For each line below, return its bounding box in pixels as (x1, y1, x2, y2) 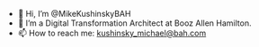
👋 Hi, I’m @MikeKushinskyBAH (17, 9, 131, 19)
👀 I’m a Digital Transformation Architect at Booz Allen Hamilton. (17, 18, 252, 28)
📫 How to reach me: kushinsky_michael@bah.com (17, 27, 207, 38)
